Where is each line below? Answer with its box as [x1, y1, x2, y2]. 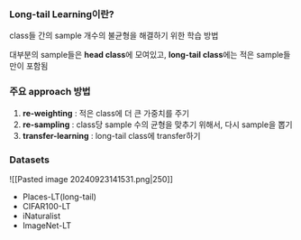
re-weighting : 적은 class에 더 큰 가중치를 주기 [22, 107, 190, 118]
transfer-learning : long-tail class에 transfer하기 [22, 130, 201, 141]
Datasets [9, 153, 50, 166]
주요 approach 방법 [9, 86, 91, 98]
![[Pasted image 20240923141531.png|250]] [9, 173, 173, 184]
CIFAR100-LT [22, 200, 71, 211]
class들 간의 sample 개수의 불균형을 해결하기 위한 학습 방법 [9, 30, 219, 42]
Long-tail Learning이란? [9, 7, 114, 20]
